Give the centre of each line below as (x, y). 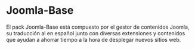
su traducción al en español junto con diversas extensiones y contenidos (96, 33)
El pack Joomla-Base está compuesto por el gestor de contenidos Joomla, (98, 27)
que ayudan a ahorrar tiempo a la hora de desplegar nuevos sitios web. (94, 39)
